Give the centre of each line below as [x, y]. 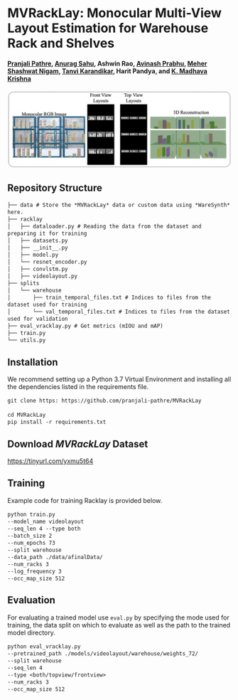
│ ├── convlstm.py [38, 269]
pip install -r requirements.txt [57, 422]
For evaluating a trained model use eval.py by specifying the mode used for [118, 617]
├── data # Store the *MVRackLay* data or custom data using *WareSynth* [119, 205]
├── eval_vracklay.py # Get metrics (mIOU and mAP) [85, 326]
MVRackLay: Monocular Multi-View [115, 13]
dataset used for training [47, 305]
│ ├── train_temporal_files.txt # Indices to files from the [109, 298]
